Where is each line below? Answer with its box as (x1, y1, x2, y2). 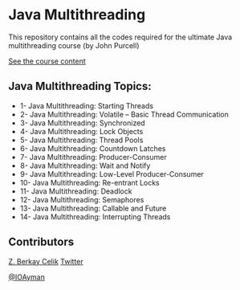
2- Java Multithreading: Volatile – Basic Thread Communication (19, 109, 229, 119)
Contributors (8, 235, 75, 249)
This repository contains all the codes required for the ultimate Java (8, 32, 233, 42)
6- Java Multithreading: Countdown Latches (19, 143, 166, 153)
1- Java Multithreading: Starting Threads (19, 100, 154, 110)
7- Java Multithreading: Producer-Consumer (19, 152, 167, 161)
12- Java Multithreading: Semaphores (19, 194, 144, 204)
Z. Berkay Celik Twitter (8, 256, 83, 266)
